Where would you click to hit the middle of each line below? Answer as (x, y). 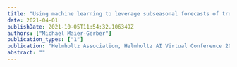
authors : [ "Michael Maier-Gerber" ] (60, 33)
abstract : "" (26, 53)
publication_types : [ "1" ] (45, 40)
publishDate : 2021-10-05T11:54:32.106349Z (71, 27)
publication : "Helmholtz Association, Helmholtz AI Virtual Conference (115, 46)
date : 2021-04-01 (33, 20)
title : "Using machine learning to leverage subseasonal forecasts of (113, 14)
